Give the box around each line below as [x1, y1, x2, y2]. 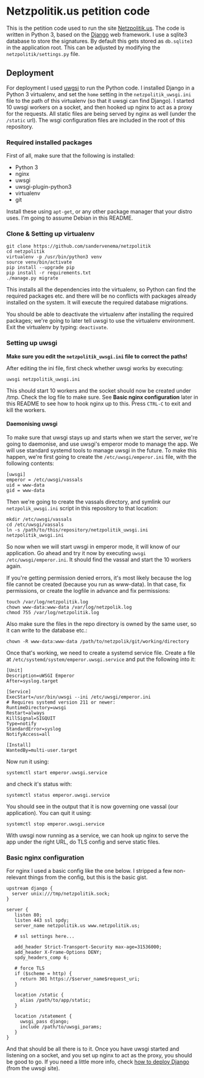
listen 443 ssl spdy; [14, 917, 69, 923]
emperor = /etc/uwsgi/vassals [6, 477, 83, 483]
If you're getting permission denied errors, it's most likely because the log [6, 574, 192, 581]
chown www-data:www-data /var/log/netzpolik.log [6, 604, 132, 610]
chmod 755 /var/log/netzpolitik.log [6, 609, 99, 615]
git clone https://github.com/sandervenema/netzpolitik [6, 243, 151, 250]
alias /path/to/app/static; [19, 997, 91, 1004]
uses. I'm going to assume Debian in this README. [6, 214, 133, 222]
